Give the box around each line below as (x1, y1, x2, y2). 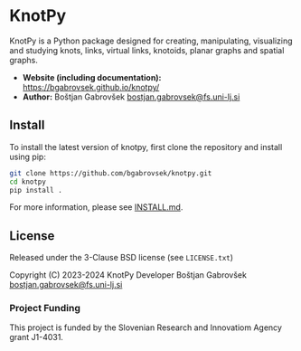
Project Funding (9, 302, 81, 315)
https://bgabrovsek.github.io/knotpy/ (22, 81, 160, 92)
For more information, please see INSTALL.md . (9, 202, 183, 213)
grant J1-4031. (9, 332, 63, 343)
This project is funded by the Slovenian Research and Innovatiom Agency (9, 322, 283, 333)
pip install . (9, 185, 63, 194)
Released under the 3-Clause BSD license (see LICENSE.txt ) (9, 252, 233, 263)
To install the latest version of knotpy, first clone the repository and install (9, 141, 283, 152)
